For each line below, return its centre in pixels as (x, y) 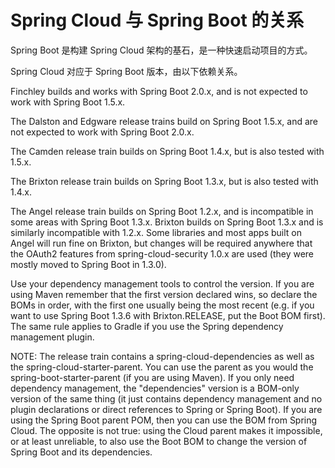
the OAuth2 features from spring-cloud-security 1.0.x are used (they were (162, 253)
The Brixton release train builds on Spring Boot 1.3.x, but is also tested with (164, 181)
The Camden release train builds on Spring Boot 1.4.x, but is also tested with (167, 151)
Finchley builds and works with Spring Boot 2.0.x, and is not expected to (159, 91)
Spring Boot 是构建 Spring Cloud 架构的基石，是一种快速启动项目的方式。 (161, 50)
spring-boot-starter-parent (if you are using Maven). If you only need (152, 377)
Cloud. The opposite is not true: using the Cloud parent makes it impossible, (166, 430)
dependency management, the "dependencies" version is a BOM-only (155, 388)
